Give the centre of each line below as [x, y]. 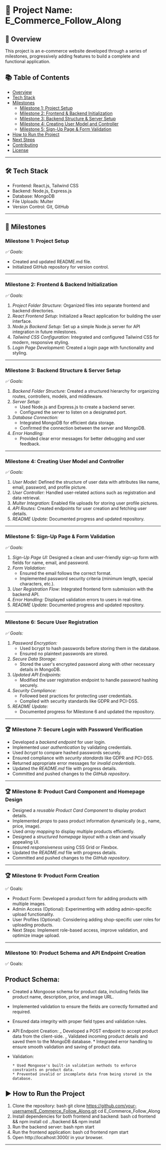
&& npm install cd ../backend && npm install [56, 1121]
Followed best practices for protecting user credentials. [76, 696]
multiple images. [29, 904]
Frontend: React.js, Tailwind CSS [45, 185]
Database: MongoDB [33, 196]
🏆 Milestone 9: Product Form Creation [52, 876]
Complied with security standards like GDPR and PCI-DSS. [79, 701]
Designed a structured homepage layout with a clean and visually [79, 837]
